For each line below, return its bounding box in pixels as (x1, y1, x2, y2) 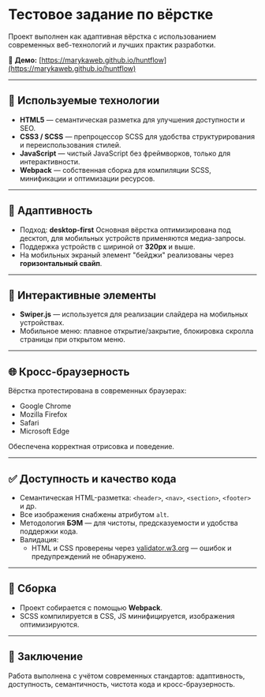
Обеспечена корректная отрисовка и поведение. (8, 442, 175, 452)
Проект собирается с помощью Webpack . (19, 602, 163, 613)
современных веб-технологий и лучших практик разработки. (8, 39, 216, 49)
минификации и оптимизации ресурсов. (19, 174, 155, 183)
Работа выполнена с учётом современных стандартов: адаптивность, (8, 671, 245, 680)
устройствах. (19, 318, 65, 328)
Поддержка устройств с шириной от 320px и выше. (19, 242, 196, 251)
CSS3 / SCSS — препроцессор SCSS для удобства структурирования (19, 132, 255, 141)
